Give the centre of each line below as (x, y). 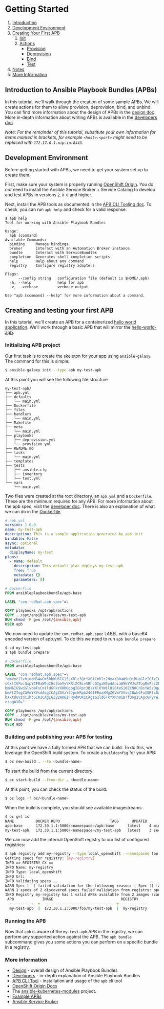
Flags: (12, 274)
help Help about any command (47, 261)
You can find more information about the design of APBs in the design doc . (80, 112)
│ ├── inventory (24, 474)
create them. (18, 175)
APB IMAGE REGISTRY (73, 899)
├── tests (15, 465)
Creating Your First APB (36, 33)
